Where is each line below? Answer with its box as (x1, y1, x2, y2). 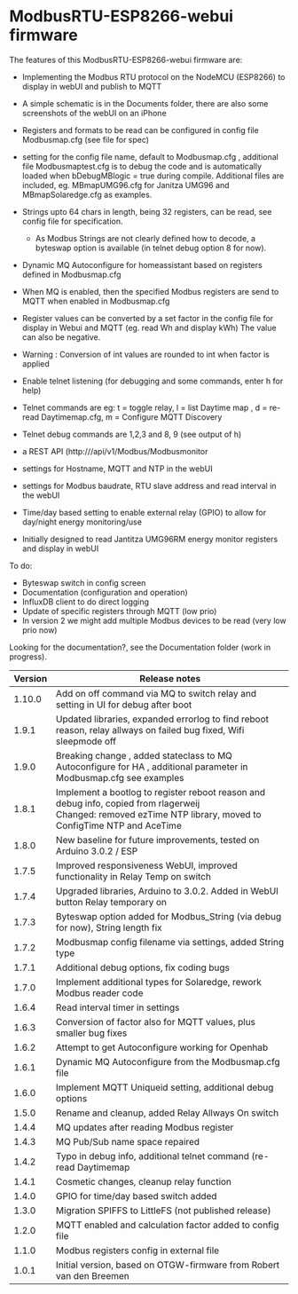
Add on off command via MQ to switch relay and (56, 687, 257, 699)
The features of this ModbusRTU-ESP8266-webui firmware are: (9, 54, 243, 65)
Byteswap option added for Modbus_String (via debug (56, 910, 282, 922)
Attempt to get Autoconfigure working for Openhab (56, 1041, 269, 1053)
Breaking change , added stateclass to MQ (56, 749, 233, 761)
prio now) (21, 624, 58, 635)
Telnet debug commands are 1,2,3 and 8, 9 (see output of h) (21, 429, 242, 439)
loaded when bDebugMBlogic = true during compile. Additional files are (21, 170, 285, 181)
